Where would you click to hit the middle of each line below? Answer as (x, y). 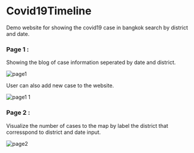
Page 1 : (18, 49)
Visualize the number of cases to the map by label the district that (87, 126)
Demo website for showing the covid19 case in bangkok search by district (97, 27)
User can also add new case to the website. (60, 85)
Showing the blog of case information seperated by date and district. (91, 62)
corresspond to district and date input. (54, 132)
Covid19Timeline (49, 11)
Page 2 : (18, 113)
